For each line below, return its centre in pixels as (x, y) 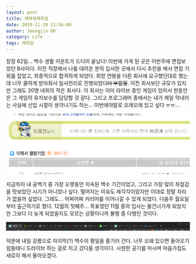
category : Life (24, 37)
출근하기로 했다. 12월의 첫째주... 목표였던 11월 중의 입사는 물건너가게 (94, 206)
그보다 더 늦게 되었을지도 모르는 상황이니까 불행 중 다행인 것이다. (85, 213)
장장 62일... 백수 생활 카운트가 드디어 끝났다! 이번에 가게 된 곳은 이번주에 (88, 61)
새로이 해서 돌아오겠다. (32, 256)
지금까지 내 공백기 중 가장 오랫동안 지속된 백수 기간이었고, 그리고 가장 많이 (90, 184)
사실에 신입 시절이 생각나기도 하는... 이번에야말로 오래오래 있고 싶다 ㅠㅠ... (96, 105)
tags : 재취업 (20, 43)
